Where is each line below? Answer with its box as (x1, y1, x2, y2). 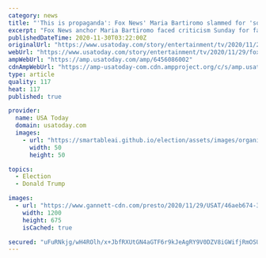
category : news (8, 11, 59, 20)
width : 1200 (22, 209, 62, 217)
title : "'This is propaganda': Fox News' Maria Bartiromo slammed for (8, 19, 246, 27)
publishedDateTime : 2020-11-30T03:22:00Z (8, 33, 147, 42)
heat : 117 (8, 85, 41, 93)
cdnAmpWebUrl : (8, 63, 55, 71)
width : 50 (28, 143, 62, 151)
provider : (8, 107, 41, 115)
